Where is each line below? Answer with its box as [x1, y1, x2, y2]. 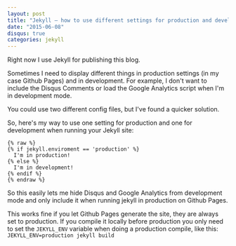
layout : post [7, 10, 46, 18]
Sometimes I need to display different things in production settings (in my [7, 69, 219, 78]
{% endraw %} [7, 177, 46, 184]
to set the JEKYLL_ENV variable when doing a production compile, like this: [7, 225, 219, 233]
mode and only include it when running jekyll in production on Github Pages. [7, 196, 228, 205]
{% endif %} [7, 170, 42, 177]
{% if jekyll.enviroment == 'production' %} [7, 146, 140, 153]
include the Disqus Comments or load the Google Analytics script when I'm [7, 84, 225, 93]
